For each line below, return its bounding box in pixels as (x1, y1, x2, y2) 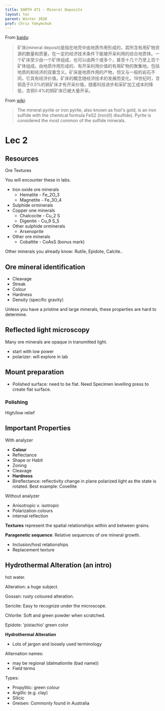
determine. (5, 311, 27, 318)
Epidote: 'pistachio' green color (5, 622, 69, 628)
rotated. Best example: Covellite (12, 483, 77, 489)
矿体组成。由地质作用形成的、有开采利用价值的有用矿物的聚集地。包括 (17, 63, 160, 69)
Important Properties (5, 424, 71, 433)
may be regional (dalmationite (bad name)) (12, 660, 99, 666)
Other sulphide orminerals (12, 223, 66, 229)
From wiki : (5, 98, 26, 103)
